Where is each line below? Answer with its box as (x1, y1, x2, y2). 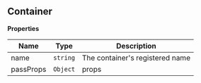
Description (115, 41, 157, 51)
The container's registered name (81, 53, 191, 63)
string (52, 53, 76, 62)
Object (52, 65, 76, 73)
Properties (7, 24, 40, 32)
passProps (11, 64, 47, 74)
